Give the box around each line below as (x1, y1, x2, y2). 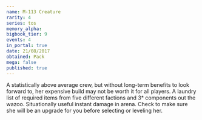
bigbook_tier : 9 (6, 31, 47, 37)
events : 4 (6, 37, 32, 43)
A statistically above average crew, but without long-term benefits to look (6, 81, 190, 89)
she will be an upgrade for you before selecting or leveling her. (6, 107, 163, 115)
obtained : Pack (6, 54, 45, 60)
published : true (6, 65, 47, 71)
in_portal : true (6, 43, 47, 49)
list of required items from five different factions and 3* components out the (6, 94, 196, 101)
